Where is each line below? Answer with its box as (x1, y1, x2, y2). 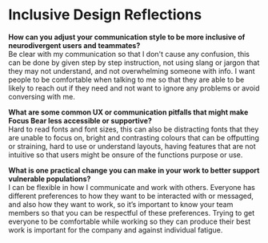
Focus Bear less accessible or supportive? (8, 115, 152, 125)
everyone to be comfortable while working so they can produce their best (8, 217, 251, 226)
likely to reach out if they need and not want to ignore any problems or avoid (8, 83, 260, 93)
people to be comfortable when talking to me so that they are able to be (8, 75, 245, 84)
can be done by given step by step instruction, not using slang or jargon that (8, 58, 260, 67)
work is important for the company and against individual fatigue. (8, 225, 223, 234)
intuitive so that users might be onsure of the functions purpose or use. (8, 150, 243, 160)
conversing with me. (8, 91, 76, 101)
